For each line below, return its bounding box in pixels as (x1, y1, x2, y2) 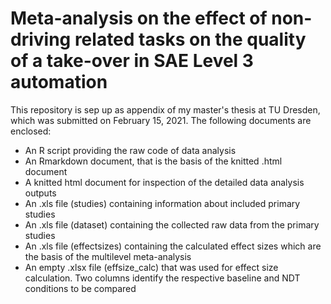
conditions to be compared (24, 282, 137, 294)
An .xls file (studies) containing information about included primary (24, 197, 301, 209)
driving (10, 28, 72, 51)
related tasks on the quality (74, 28, 307, 51)
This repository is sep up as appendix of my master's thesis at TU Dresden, (10, 103, 321, 116)
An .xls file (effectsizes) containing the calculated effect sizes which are (24, 240, 322, 252)
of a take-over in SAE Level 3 (10, 50, 254, 72)
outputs (24, 187, 57, 199)
